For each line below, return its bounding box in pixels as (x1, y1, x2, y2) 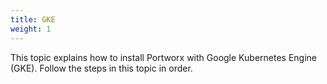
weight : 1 (10, 24, 52, 34)
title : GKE (10, 14, 56, 25)
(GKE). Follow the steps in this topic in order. (10, 62, 193, 74)
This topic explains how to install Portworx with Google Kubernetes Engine (10, 51, 317, 63)
